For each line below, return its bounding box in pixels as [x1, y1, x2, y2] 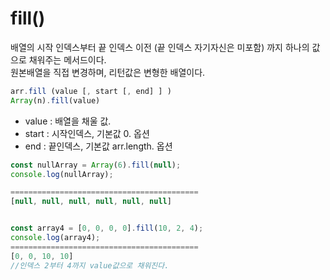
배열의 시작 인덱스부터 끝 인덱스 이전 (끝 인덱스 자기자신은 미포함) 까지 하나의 [10, 41, 310, 53]
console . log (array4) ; [10, 233, 101, 243]
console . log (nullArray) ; [10, 169, 114, 179]
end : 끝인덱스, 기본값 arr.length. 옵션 [24, 140, 173, 152]
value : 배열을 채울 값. [24, 115, 112, 127]
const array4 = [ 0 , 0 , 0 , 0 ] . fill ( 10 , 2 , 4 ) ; [10, 223, 204, 234]
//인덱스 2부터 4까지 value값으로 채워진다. [10, 260, 170, 271]
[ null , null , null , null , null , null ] [10, 197, 172, 207]
